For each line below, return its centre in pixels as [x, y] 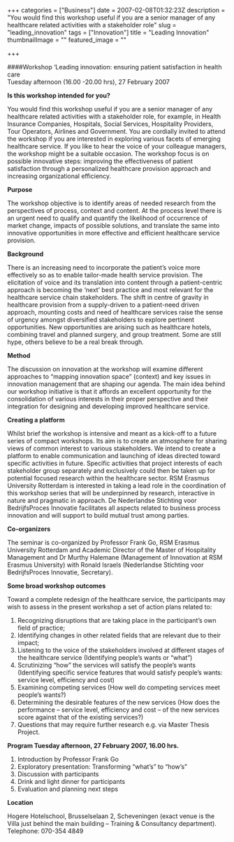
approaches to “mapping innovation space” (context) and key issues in [109, 377]
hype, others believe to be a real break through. [76, 342]
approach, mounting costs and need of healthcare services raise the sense [115, 312]
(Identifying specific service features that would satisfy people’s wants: [120, 672]
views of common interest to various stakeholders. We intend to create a [112, 448]
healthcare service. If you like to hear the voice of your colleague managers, [117, 146]
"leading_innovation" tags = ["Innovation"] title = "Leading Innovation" [108, 32]
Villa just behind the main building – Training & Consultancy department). [112, 823]
